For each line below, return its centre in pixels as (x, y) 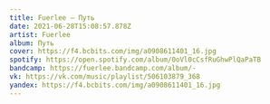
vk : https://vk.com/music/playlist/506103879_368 (105, 77)
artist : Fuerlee (40, 34)
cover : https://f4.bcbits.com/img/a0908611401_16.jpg (113, 52)
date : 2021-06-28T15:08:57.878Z (70, 26)
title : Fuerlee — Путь (52, 18)
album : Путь (32, 43)
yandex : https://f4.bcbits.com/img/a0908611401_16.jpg (115, 85)
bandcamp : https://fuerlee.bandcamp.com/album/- (103, 69)
